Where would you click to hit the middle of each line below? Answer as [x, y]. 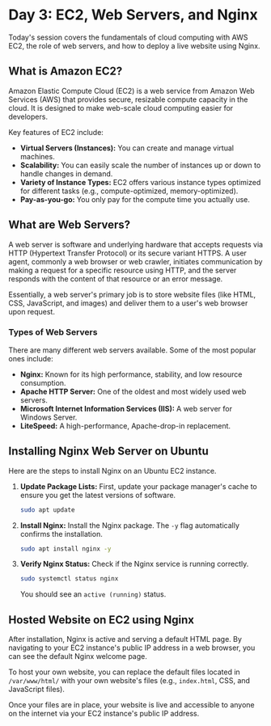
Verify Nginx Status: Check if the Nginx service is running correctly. [134, 564]
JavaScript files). [36, 690]
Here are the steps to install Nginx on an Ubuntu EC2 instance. [112, 471]
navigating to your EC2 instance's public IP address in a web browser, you [132, 648]
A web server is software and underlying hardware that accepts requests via [136, 244]
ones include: [31, 358]
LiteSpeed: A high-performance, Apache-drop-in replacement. [125, 425]
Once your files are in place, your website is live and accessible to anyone [131, 705]
